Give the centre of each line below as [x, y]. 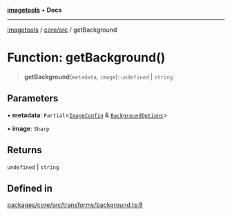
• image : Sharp [28, 128]
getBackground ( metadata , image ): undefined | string [98, 77]
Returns [25, 150]
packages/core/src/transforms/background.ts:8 [75, 205]
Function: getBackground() [86, 58]
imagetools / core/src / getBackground [62, 30]
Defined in [30, 188]
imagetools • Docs [35, 10]
